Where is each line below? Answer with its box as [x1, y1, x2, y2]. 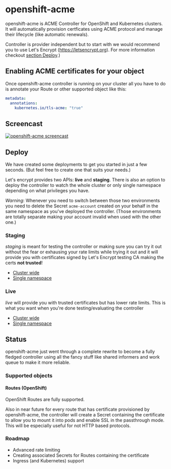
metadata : [5, 96, 27, 101]
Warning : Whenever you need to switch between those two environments [5, 198, 160, 203]
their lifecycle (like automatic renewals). [5, 31, 89, 37]
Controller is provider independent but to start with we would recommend [5, 41, 160, 47]
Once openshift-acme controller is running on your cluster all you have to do [5, 80, 166, 86]
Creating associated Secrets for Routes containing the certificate [12, 452, 150, 458]
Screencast [5, 119, 43, 128]
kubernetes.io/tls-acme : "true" [14, 105, 83, 110]
